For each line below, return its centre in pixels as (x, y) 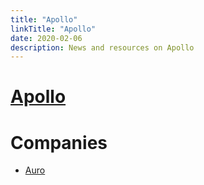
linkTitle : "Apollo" (53, 29)
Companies (59, 142)
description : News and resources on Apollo (102, 47)
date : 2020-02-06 (46, 38)
